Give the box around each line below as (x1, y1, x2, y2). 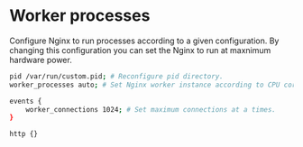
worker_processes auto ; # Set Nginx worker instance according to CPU (9, 80, 280, 89)
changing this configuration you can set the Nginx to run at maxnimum (9, 44, 271, 55)
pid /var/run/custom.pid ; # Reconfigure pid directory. (9, 71, 224, 81)
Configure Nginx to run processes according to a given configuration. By (9, 35, 280, 46)
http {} (9, 130, 39, 139)
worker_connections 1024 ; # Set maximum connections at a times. (25, 105, 277, 114)
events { (9, 96, 42, 106)
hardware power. (9, 54, 72, 65)
